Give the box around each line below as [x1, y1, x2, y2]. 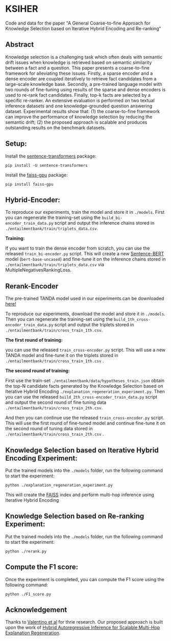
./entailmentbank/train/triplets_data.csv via [5, 261, 105, 268]
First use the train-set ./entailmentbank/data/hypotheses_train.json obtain [5, 378, 165, 384]
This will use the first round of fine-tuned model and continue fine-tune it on [5, 420, 166, 426]
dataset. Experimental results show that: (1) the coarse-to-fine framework [5, 108, 160, 114]
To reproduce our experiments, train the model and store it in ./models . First [5, 209, 165, 215]
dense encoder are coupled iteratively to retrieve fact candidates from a [5, 75, 157, 82]
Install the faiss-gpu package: [5, 172, 68, 178]
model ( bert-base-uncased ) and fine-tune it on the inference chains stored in [5, 256, 166, 262]
